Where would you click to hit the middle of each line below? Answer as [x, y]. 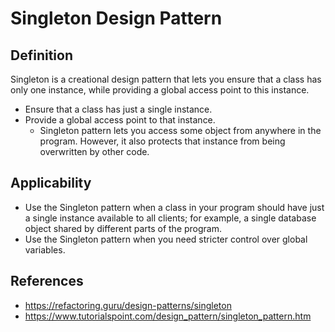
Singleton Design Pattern [116, 18]
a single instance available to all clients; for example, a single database [170, 218]
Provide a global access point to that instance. [120, 120]
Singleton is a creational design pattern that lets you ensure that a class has [166, 79]
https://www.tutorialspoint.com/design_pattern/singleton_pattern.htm [168, 316]
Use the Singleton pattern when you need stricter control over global [166, 239]
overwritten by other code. [94, 151]
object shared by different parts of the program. [123, 228]
